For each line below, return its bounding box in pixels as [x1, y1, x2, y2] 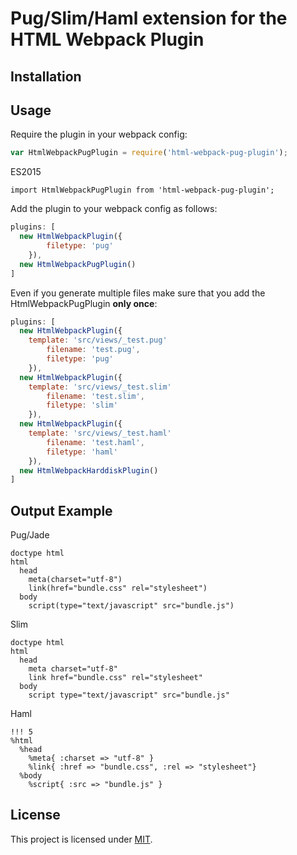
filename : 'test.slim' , [46, 391, 145, 401]
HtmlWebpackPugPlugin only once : [10, 297, 158, 309]
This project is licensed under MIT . [10, 833, 153, 845]
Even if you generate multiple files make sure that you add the [10, 287, 266, 299]
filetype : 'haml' [46, 447, 118, 457]
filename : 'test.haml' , [46, 437, 145, 447]
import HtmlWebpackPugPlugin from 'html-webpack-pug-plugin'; [10, 185, 275, 196]
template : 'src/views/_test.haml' [28, 428, 172, 439]
